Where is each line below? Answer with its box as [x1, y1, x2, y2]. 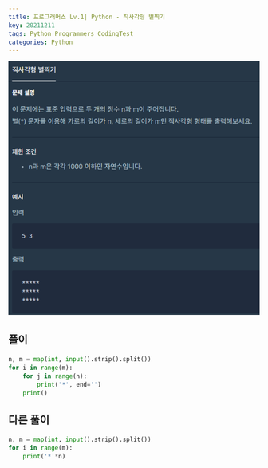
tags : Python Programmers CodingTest [8, 29, 134, 37]
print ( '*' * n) [22, 452, 66, 460]
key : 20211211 [8, 21, 56, 29]
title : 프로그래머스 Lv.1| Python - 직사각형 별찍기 [8, 13, 166, 21]
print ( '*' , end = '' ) [37, 380, 102, 388]
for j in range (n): [22, 372, 88, 380]
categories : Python [8, 38, 73, 46]
